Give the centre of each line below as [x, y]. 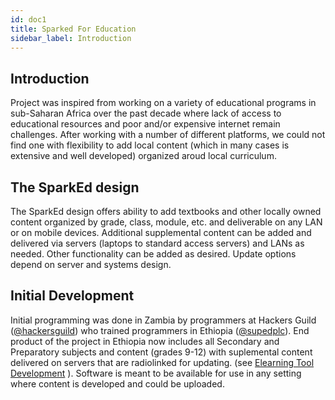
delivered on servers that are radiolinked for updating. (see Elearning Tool [162, 362]
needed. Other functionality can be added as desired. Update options [153, 254]
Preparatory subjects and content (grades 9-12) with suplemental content [161, 352]
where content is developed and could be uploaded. [117, 383]
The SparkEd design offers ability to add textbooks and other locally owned [166, 211]
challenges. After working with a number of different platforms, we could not [168, 135]
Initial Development [72, 296]
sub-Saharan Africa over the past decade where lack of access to [146, 113]
